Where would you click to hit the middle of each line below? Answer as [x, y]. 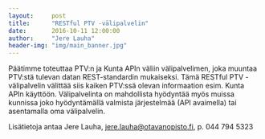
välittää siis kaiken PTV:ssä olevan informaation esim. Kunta [146, 86]
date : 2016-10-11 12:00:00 [64, 31]
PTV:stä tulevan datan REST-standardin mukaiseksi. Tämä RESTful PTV [126, 77]
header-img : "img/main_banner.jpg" [68, 46]
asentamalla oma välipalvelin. [57, 111]
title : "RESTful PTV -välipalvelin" [79, 23]
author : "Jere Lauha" [51, 38]
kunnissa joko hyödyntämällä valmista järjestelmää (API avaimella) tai [122, 103]
